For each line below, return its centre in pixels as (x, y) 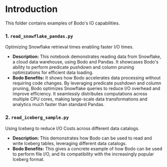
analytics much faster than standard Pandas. (58, 104)
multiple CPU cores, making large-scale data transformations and (80, 99)
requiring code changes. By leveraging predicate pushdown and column (87, 83)
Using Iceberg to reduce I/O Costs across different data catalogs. (72, 128)
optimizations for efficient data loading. (53, 72)
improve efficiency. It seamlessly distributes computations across (80, 94)
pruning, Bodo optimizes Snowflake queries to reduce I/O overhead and (86, 88)
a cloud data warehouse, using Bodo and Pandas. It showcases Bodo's (85, 62)
